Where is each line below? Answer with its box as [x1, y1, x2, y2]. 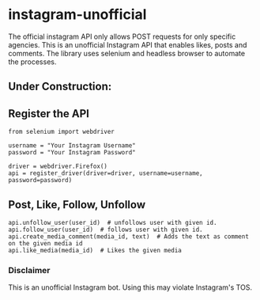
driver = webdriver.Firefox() [8, 162, 108, 171]
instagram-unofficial [8, 6, 147, 24]
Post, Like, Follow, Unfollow [8, 198, 146, 211]
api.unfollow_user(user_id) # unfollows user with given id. [8, 218, 217, 226]
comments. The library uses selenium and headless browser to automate [8, 48, 246, 58]
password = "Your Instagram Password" [8, 149, 136, 157]
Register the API [8, 107, 89, 120]
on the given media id [8, 239, 83, 247]
